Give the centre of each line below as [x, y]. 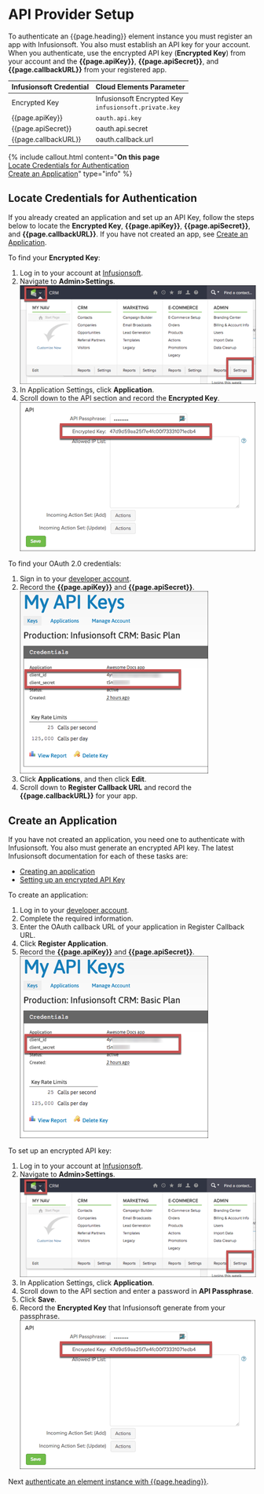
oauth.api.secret [122, 129]
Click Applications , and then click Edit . [83, 779]
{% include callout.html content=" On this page [84, 157]
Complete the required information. [76, 918]
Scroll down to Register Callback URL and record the [106, 788]
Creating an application [57, 871]
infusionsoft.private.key [138, 108]
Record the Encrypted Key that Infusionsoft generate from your [123, 1308]
